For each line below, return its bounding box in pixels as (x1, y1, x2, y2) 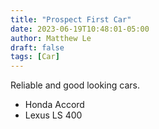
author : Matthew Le (10, 33, 92, 43)
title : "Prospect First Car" (10, 14, 132, 25)
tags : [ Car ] (10, 52, 60, 62)
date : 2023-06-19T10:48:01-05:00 (10, 24, 150, 34)
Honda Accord (24, 99, 85, 111)
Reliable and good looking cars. (10, 79, 140, 91)
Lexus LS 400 (24, 109, 83, 121)
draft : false (10, 42, 65, 53)
